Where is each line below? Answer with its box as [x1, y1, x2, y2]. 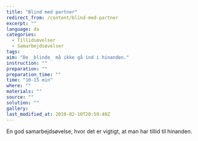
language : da [6, 26, 40, 32]
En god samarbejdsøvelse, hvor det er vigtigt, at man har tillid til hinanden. [6, 128, 193, 135]
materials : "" [6, 89, 43, 95]
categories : [6, 32, 37, 38]
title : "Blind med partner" [6, 9, 78, 15]
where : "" [6, 83, 32, 89]
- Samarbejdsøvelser [12, 43, 64, 49]
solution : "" [6, 99, 40, 106]
